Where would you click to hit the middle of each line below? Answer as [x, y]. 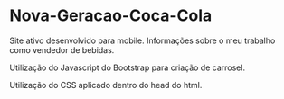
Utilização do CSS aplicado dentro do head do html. [106, 85]
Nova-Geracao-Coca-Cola [111, 16]
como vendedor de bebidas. [62, 49]
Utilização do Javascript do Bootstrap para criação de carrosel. [128, 67]
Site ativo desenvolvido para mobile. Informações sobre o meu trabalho [142, 40]
